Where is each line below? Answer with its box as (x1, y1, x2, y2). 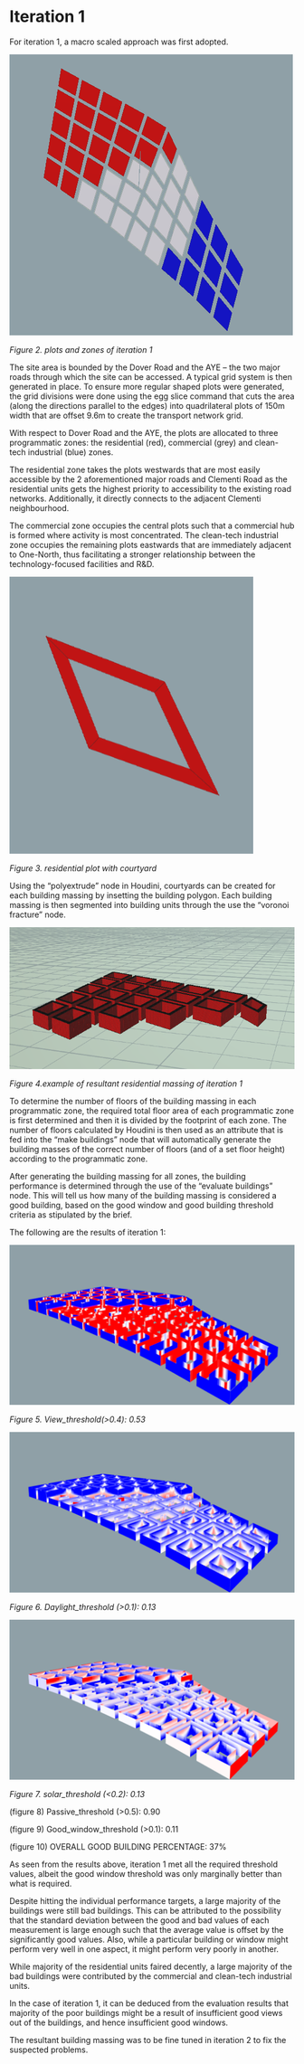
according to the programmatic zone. (9, 1153, 148, 1164)
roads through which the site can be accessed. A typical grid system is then (9, 371, 292, 382)
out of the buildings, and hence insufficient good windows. (9, 2017, 229, 2028)
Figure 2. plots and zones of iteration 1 (9, 344, 153, 355)
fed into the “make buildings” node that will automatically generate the (9, 1133, 271, 1145)
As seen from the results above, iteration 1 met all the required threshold (9, 1859, 279, 1870)
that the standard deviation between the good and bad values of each (9, 1915, 270, 1926)
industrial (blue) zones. (27, 446, 114, 458)
